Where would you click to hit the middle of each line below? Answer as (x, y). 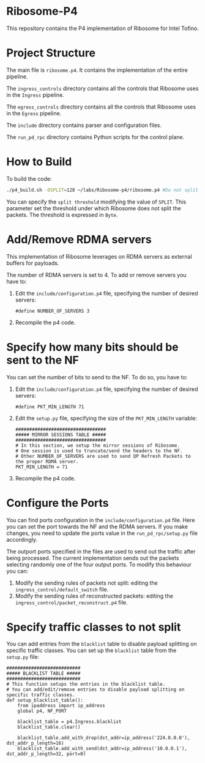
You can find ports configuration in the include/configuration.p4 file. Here (101, 520)
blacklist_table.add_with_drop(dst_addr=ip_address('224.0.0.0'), (104, 738)
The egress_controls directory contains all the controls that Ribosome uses (101, 107)
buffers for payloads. (33, 263)
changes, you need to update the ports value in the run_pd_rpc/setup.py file (102, 533)
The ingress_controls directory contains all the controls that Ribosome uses (102, 88)
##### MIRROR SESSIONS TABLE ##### (61, 435)
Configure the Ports (58, 503)
